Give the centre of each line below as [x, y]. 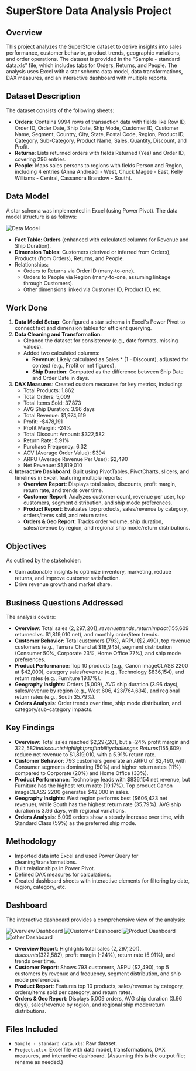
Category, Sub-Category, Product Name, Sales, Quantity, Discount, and [101, 140]
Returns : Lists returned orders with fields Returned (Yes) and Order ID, [100, 153]
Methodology [31, 842]
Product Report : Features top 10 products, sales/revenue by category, [99, 986]
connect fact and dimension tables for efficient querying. [83, 328]
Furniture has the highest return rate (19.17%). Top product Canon [94, 786]
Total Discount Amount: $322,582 [64, 434]
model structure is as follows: [42, 217]
